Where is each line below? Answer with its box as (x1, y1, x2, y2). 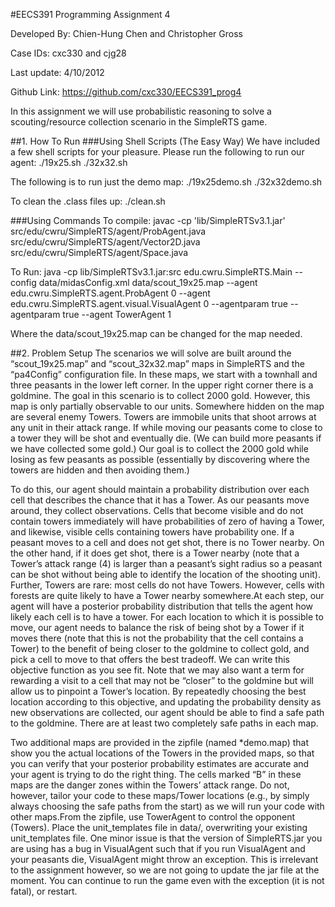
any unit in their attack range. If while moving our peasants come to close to (10, 422, 323, 433)
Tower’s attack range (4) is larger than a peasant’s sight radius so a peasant (10, 558, 323, 569)
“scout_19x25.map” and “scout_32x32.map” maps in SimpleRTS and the (10, 358, 305, 369)
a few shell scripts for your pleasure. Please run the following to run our (10, 146, 305, 158)
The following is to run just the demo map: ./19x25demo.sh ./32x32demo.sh (10, 176, 323, 188)
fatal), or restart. (10, 885, 78, 897)
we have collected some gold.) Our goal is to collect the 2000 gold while (10, 443, 309, 454)
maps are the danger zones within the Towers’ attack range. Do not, (10, 779, 290, 791)
